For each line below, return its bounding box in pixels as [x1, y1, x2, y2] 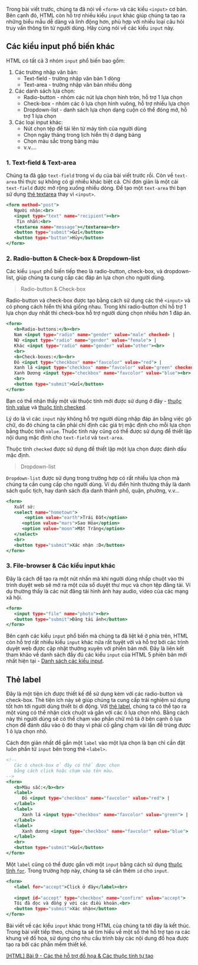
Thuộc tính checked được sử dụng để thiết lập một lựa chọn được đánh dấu [6, 445, 187, 452]
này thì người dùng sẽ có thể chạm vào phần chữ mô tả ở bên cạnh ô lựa [6, 715, 182, 723]
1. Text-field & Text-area [6, 158, 77, 166]
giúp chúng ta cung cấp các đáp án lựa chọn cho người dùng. [15, 274, 166, 281]
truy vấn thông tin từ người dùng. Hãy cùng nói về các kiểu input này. [6, 24, 175, 31]
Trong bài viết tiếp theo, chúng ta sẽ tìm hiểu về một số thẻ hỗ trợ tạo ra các [6, 928, 190, 936]
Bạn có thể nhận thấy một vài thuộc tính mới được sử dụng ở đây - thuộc [6, 397, 182, 404]
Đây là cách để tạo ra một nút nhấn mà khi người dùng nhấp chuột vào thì [6, 575, 184, 582]
